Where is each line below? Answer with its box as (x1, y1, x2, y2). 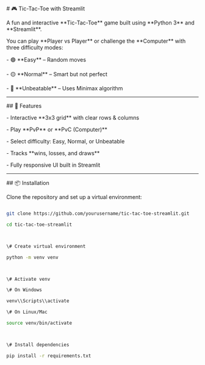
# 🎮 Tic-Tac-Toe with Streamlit (6, 5, 85, 12)
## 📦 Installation (6, 179, 50, 186)
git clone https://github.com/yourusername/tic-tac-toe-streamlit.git (6, 211, 190, 217)
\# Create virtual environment (6, 243, 86, 249)
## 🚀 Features (6, 103, 42, 109)
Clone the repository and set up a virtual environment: (6, 193, 142, 200)
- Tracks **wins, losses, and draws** (6, 150, 100, 157)
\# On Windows (6, 287, 43, 293)
